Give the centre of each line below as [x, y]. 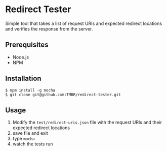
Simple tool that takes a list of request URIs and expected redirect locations [84, 23]
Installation [23, 79]
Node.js [21, 57]
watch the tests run [33, 144]
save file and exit [30, 133]
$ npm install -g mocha [30, 90]
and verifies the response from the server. [49, 28]
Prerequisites [27, 45]
